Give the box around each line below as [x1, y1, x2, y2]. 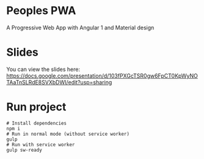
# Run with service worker [6, 141, 75, 147]
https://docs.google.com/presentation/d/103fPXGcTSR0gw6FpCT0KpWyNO [6, 72, 199, 79]
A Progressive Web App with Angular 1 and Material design [6, 24, 155, 31]
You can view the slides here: [6, 65, 81, 73]
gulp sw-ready [6, 147, 43, 153]
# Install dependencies [6, 120, 67, 126]
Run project [6, 100, 67, 114]
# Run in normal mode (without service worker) [6, 131, 130, 137]
